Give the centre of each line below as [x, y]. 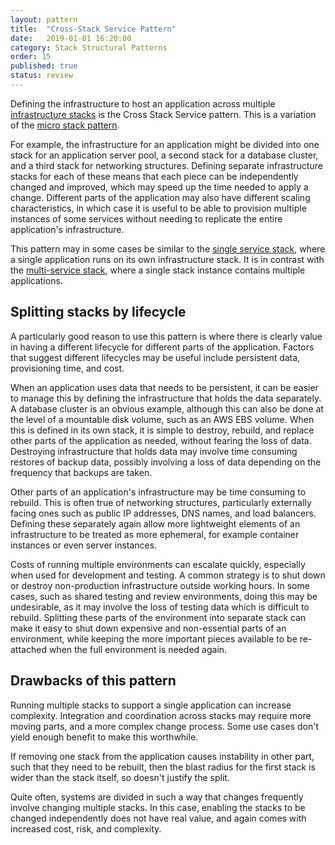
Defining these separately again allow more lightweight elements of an [155, 523]
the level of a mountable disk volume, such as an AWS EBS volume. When [162, 419]
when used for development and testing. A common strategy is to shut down [168, 575]
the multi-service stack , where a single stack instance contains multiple [158, 270]
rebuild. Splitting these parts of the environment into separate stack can [158, 617]
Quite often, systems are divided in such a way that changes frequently [157, 797]
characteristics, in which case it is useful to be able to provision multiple [158, 208]
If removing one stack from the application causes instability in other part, [162, 756]
